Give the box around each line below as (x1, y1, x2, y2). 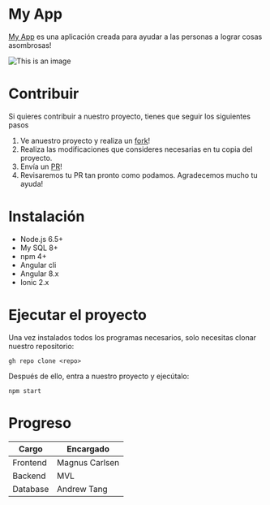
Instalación (8, 208, 85, 226)
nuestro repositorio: (8, 341, 75, 351)
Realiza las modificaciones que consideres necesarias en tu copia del (19, 144, 253, 154)
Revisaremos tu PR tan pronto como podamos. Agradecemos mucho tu (19, 170, 258, 179)
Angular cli (19, 260, 57, 270)
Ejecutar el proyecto (8, 306, 148, 324)
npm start (8, 386, 42, 395)
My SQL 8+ (19, 243, 58, 252)
